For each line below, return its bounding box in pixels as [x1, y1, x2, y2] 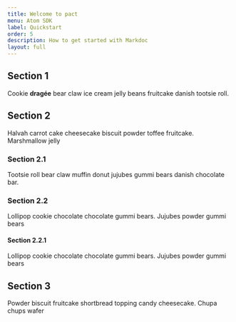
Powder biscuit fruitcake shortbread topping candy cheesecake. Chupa [7, 299, 217, 308]
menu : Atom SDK [7, 17, 53, 24]
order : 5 [7, 30, 34, 38]
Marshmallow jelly [7, 136, 61, 145]
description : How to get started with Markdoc [7, 37, 148, 44]
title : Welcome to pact [7, 10, 78, 18]
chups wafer [7, 306, 44, 315]
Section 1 [7, 70, 48, 82]
